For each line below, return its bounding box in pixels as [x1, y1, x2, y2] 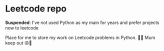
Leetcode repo [5, 3, 66, 14]
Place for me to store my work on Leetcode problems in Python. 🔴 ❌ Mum [5, 34, 155, 40]
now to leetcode [5, 24, 38, 30]
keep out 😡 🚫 [5, 39, 32, 45]
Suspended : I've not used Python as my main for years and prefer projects [5, 19, 159, 25]
